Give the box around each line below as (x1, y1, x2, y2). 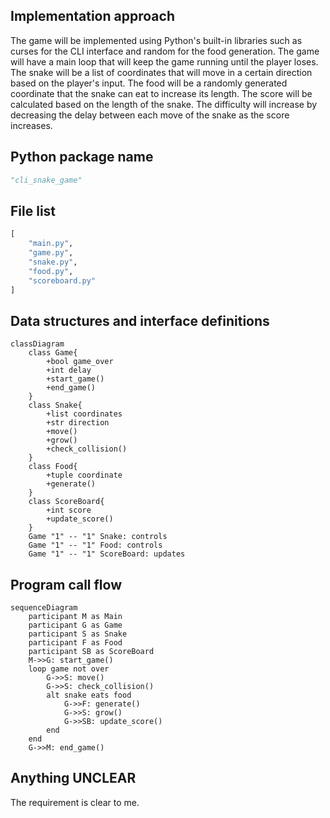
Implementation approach (10, 8, 175, 25)
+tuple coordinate (46, 470, 123, 481)
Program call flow (10, 576, 122, 593)
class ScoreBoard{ (28, 497, 105, 507)
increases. (10, 119, 53, 131)
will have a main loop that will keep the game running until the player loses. (10, 55, 319, 68)
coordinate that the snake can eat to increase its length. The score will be (10, 87, 313, 99)
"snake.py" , (28, 257, 78, 267)
